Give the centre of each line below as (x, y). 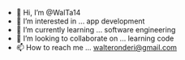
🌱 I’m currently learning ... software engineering (96, 30)
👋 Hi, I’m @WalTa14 (48, 13)
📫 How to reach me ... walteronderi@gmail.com (96, 47)
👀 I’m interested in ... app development (80, 21)
